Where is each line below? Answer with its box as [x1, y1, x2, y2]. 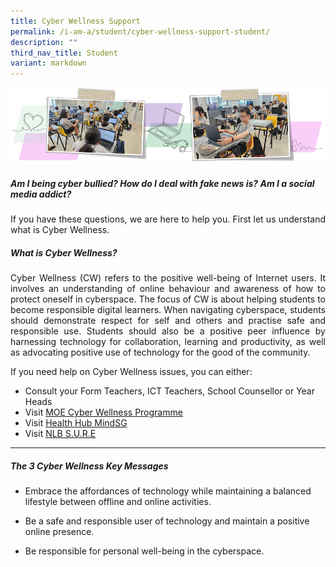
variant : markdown [10, 58, 87, 69]
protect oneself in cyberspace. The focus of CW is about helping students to [10, 293, 326, 305]
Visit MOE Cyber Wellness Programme [24, 406, 183, 419]
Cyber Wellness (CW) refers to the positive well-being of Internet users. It [10, 272, 326, 284]
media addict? [10, 188, 72, 200]
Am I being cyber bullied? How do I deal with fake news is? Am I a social [10, 177, 315, 189]
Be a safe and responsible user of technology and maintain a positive [24, 515, 310, 527]
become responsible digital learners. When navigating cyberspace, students [10, 304, 326, 316]
